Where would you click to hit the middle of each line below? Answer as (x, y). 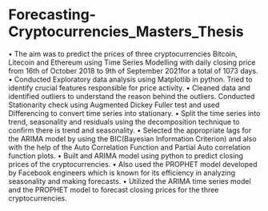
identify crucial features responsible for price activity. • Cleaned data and (129, 88)
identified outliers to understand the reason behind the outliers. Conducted (132, 96)
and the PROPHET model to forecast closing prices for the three (114, 189)
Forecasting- (52, 15)
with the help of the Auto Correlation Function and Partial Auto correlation (129, 147)
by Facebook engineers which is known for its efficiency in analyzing (122, 173)
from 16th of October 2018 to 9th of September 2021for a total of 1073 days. (133, 70)
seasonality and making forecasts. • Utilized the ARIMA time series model (130, 181)
